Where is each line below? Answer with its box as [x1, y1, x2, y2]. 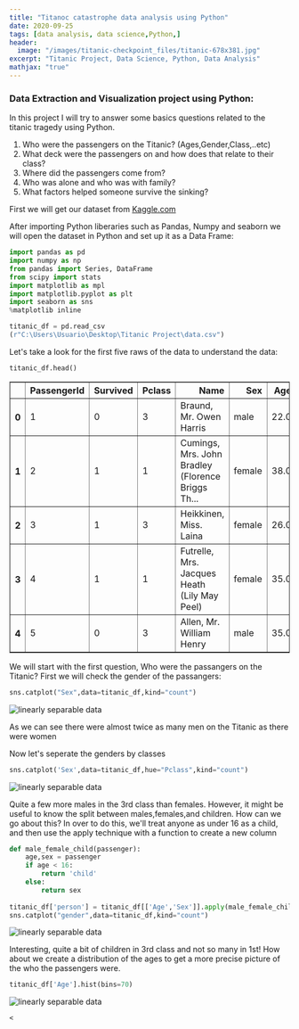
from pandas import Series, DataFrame [9, 264, 153, 273]
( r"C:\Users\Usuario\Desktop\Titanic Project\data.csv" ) [9, 331, 225, 340]
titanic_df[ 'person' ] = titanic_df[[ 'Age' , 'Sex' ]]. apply [9, 902, 225, 911]
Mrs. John [180, 448, 222, 460]
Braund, [180, 399, 214, 411]
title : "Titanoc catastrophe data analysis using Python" [9, 12, 229, 22]
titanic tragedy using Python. [9, 122, 116, 133]
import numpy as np [9, 256, 82, 266]
